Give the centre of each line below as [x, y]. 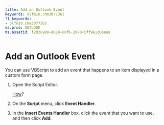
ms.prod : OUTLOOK [23, 28]
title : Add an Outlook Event [35, 10]
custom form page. [24, 75]
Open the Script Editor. [35, 84]
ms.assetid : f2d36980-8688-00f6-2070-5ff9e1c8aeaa [58, 32]
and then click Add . [32, 118]
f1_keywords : [18, 19]
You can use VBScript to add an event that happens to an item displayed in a [82, 70]
